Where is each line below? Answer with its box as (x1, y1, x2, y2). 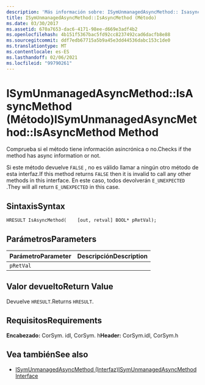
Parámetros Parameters (6, 233, 97, 244)
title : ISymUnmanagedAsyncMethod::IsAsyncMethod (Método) (6, 15, 157, 21)
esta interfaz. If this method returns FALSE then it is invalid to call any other (6, 170, 192, 178)
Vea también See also (6, 350, 88, 360)
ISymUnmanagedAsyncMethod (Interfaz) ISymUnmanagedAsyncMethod (15, 365, 197, 373)
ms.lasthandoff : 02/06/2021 (6, 54, 78, 61)
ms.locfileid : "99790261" (6, 60, 72, 66)
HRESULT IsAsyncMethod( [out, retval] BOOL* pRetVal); (6, 218, 157, 224)
